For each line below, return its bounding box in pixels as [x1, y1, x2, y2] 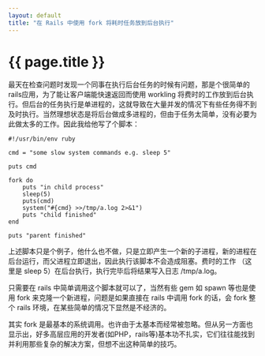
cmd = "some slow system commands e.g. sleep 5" [8, 149, 171, 157]
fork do [8, 177, 34, 185]
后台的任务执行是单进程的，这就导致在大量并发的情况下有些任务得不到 [28, 99, 257, 109]
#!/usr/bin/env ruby [8, 135, 77, 143]
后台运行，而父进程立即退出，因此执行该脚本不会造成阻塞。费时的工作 [8, 257, 237, 266]
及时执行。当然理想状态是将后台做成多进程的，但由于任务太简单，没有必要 [8, 110, 250, 119]
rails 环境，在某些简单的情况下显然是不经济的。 [17, 303, 171, 313]
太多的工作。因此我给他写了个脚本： [21, 119, 140, 129]
